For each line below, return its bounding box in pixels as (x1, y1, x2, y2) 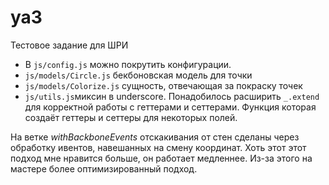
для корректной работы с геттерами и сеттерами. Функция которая (24, 101, 317, 113)
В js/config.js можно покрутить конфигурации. (24, 58, 232, 70)
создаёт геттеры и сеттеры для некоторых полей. (24, 111, 238, 123)
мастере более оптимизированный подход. (10, 162, 198, 175)
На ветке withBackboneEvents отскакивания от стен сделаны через (10, 131, 300, 143)
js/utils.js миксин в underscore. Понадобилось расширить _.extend (24, 90, 320, 102)
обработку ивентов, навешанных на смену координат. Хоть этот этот (10, 141, 307, 153)
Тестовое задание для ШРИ (10, 39, 129, 51)
